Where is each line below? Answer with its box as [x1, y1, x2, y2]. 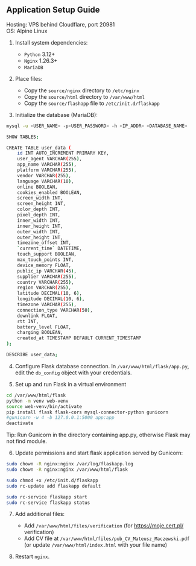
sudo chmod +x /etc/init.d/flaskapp [6, 477, 98, 483]
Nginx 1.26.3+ [24, 57, 58, 64]
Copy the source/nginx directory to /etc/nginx [24, 87, 140, 94]
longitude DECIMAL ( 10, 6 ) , [17, 296, 85, 302]
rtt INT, [17, 318, 39, 324]
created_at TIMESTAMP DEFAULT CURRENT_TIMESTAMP [17, 335, 142, 341]
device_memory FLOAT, [17, 262, 71, 268]
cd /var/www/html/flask [6, 392, 66, 398]
